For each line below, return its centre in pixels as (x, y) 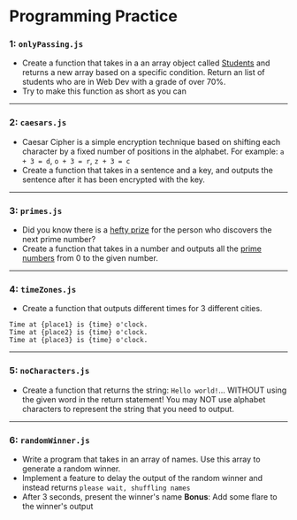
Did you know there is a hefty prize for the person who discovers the (147, 230)
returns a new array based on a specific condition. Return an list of (143, 73)
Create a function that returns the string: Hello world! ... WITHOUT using (154, 390)
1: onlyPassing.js (46, 44)
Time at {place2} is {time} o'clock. (79, 333)
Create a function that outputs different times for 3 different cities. (142, 309)
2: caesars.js (38, 123)
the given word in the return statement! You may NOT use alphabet (144, 399)
